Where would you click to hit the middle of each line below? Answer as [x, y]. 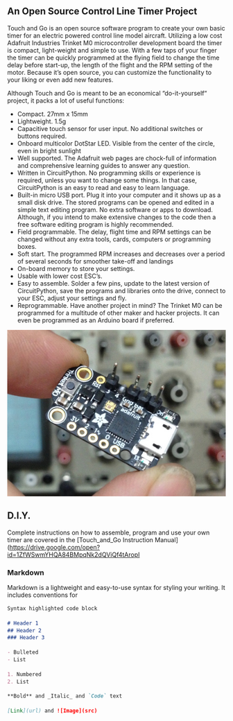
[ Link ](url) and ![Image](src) [52, 711]
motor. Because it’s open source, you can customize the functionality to [110, 72]
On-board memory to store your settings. [76, 268]
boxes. [27, 246]
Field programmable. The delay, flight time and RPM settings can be [114, 232]
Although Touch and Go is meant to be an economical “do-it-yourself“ [107, 93]
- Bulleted [23, 652]
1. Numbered [24, 674]
